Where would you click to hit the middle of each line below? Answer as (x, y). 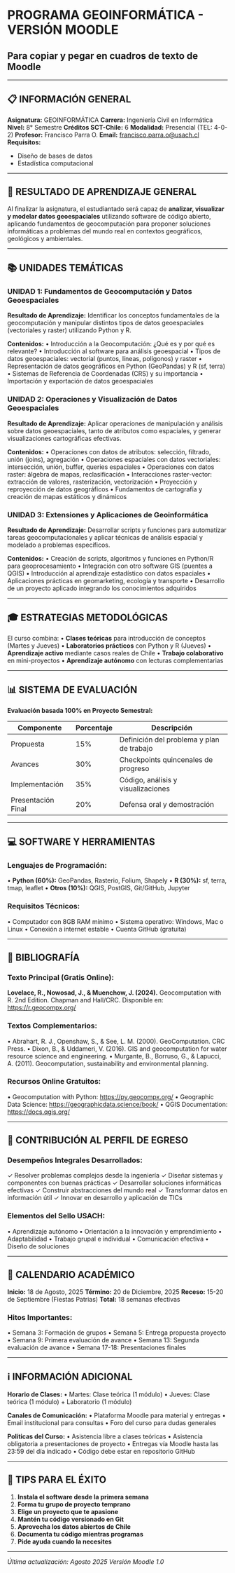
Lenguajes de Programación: (57, 865)
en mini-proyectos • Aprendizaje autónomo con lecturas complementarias (115, 660)
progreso (134, 768)
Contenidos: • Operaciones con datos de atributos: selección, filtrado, (109, 451)
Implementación (37, 784)
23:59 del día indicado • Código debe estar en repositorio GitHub (101, 1451)
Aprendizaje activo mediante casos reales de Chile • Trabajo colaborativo (115, 653)
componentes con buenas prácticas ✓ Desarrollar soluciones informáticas (114, 1183)
